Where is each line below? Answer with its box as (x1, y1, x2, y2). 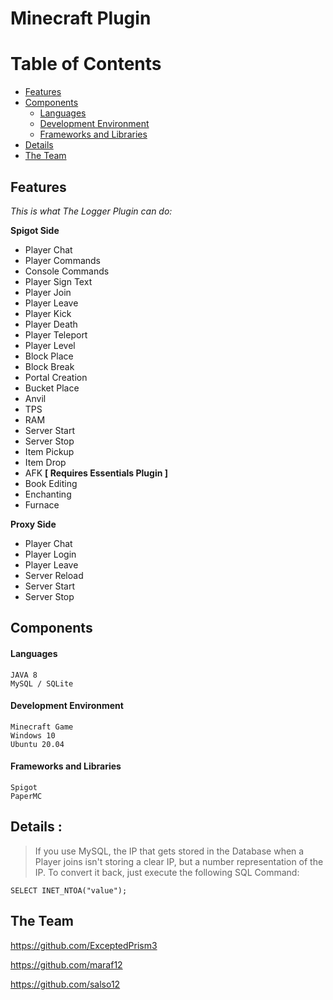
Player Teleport (24, 328, 88, 341)
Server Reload (24, 569, 84, 581)
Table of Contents (10, 53, 162, 76)
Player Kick (24, 307, 72, 319)
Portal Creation (24, 371, 88, 383)
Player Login (24, 548, 77, 560)
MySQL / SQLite (10, 678, 74, 689)
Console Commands (24, 265, 110, 277)
